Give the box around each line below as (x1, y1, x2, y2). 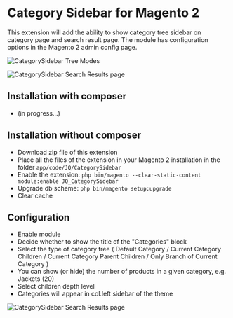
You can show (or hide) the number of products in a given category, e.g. (17, 268, 227, 276)
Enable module (17, 230, 61, 239)
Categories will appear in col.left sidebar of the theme (17, 289, 173, 298)
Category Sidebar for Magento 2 (7, 5, 200, 21)
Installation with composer (7, 90, 127, 102)
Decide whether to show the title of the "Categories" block (17, 237, 187, 246)
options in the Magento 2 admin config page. (7, 43, 138, 51)
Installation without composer (7, 130, 142, 141)
